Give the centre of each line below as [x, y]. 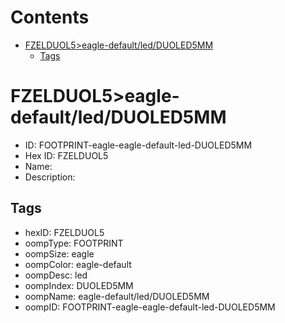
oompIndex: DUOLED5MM [79, 285]
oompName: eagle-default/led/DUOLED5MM [117, 296]
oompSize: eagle [59, 253]
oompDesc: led [56, 275]
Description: [50, 177]
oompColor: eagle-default [78, 264]
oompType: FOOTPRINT [74, 243]
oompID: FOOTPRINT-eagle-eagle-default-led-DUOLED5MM [150, 307]
